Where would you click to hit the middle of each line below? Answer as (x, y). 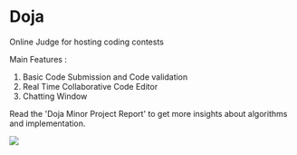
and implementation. (48, 123)
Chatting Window (55, 96)
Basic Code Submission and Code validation (105, 77)
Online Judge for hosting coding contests (87, 42)
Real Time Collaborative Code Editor (90, 86)
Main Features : (38, 59)
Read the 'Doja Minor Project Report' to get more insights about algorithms (148, 113)
